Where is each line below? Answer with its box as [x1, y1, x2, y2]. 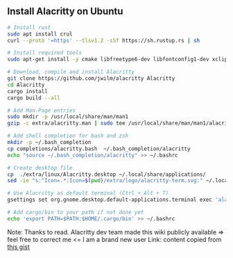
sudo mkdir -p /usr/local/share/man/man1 [7, 113, 129, 120]
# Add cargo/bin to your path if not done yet [7, 209, 144, 216]
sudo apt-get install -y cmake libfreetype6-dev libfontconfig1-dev [7, 56, 209, 63]
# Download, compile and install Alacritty [7, 69, 135, 76]
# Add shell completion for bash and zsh [7, 132, 129, 140]
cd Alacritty [7, 81, 45, 88]
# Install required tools [7, 49, 82, 56]
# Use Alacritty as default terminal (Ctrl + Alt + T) [7, 190, 169, 197]
